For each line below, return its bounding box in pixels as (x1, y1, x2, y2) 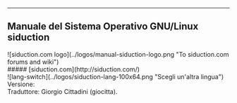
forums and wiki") (7, 57, 59, 66)
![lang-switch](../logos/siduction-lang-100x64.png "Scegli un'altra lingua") (7, 72, 224, 81)
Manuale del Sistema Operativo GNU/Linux (7, 20, 199, 32)
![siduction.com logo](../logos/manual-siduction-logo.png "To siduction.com (7, 50, 229, 58)
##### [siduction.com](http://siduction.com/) (7, 64, 140, 74)
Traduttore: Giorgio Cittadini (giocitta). (7, 87, 118, 95)
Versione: (7, 80, 35, 88)
